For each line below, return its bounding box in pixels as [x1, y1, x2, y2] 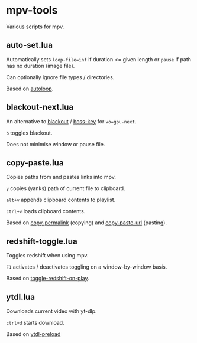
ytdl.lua [6, 292, 35, 302]
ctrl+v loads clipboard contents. [6, 208, 86, 215]
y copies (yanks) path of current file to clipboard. [6, 185, 125, 192]
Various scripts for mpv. [6, 23, 64, 30]
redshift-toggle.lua [6, 236, 78, 246]
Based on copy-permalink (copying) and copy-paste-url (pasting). [6, 219, 167, 226]
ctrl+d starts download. [6, 319, 64, 326]
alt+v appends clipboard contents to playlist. [6, 196, 116, 204]
